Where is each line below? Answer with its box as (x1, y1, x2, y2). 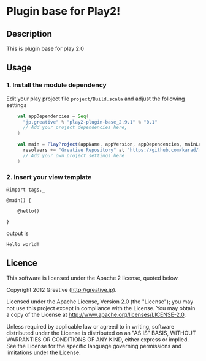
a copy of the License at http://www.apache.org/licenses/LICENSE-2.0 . (6, 311, 186, 318)
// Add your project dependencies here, (22, 124, 128, 131)
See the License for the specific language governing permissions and (6, 342, 182, 349)
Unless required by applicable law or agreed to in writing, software (6, 322, 175, 330)
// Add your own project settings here (22, 152, 124, 158)
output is (6, 229, 29, 237)
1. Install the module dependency (6, 81, 107, 89)
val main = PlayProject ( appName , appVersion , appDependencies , (17, 141, 183, 147)
